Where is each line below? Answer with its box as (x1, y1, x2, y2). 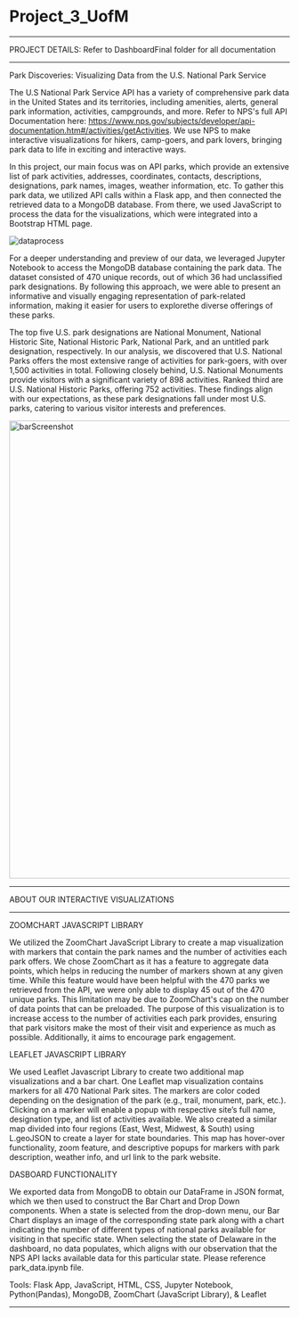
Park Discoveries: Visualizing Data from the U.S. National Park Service (9, 70, 267, 80)
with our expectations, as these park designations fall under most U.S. (9, 393, 267, 403)
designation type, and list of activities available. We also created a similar (9, 1114, 278, 1124)
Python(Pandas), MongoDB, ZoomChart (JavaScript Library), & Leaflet (9, 1288, 267, 1299)
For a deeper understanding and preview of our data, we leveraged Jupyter (9, 253, 286, 263)
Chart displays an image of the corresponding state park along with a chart (9, 1214, 285, 1225)
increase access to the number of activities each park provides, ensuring (9, 1013, 278, 1023)
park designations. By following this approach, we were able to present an (9, 281, 281, 292)
